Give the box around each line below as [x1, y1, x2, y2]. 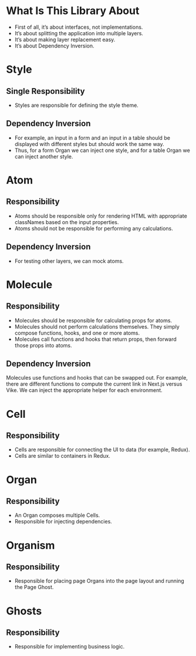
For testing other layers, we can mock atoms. [14, 257, 124, 265]
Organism [6, 539, 55, 552]
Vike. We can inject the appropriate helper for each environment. [6, 387, 163, 394]
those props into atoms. [14, 341, 72, 349]
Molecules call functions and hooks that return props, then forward [14, 336, 177, 343]
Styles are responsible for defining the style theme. [14, 102, 139, 109]
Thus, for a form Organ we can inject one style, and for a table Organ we [14, 147, 191, 154]
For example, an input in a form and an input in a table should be [14, 134, 170, 141]
